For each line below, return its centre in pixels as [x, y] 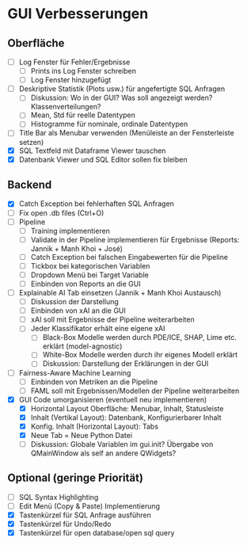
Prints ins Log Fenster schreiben [83, 71]
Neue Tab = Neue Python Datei [81, 435]
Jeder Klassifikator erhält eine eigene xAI [98, 329]
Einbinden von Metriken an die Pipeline [94, 382]
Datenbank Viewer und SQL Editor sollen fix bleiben [103, 159]
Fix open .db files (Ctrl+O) [61, 213]
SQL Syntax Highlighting [59, 497]
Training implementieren [70, 231]
